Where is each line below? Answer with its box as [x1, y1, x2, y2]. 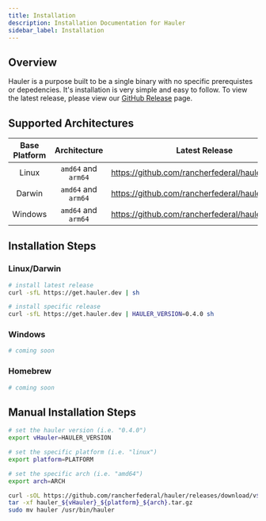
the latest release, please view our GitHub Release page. [8, 93, 193, 103]
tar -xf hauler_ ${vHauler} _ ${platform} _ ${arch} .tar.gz [8, 499, 193, 507]
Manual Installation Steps [8, 405, 137, 419]
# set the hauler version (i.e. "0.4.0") [8, 427, 147, 435]
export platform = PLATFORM [8, 455, 93, 463]
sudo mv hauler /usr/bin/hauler [8, 506, 115, 515]
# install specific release [8, 302, 101, 311]
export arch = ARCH [8, 477, 66, 485]
